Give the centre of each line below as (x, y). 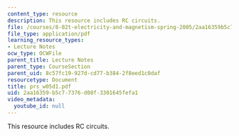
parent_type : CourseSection (49, 67)
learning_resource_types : (46, 40)
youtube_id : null (39, 106)
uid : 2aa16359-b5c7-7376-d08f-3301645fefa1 (73, 93)
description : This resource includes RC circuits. (84, 21)
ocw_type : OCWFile (34, 54)
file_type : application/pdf (49, 34)
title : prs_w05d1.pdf (39, 86)
